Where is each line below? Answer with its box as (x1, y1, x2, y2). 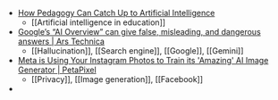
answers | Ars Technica (17, 36, 105, 46)
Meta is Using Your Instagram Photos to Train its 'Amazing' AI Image (17, 55, 269, 65)
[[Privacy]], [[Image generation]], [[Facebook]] (30, 74, 204, 84)
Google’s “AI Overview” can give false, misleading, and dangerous (17, 27, 261, 37)
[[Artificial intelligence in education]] (30, 17, 166, 28)
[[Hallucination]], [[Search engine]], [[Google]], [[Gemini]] (30, 46, 244, 56)
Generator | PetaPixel (17, 64, 97, 75)
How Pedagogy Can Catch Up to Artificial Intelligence (17, 8, 215, 18)
